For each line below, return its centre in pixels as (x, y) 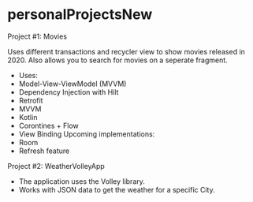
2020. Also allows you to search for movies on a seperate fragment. (117, 60)
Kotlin (28, 117)
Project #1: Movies (37, 36)
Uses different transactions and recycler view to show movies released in (126, 51)
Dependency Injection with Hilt (69, 92)
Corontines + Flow (49, 125)
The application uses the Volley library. (82, 181)
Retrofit (31, 100)
